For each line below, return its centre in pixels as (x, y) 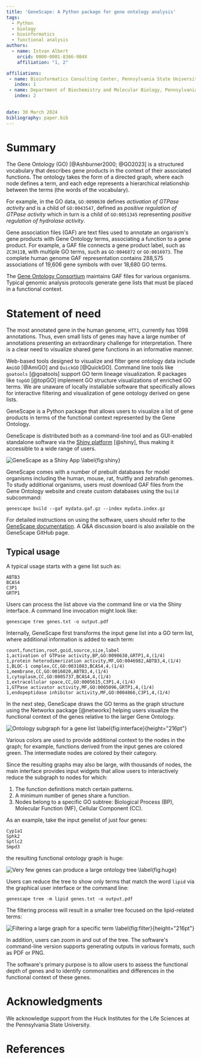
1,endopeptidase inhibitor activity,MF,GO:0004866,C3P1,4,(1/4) (88, 693)
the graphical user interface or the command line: (68, 888)
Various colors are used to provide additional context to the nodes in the (96, 740)
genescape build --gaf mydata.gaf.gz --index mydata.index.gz (86, 509)
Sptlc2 (14, 842)
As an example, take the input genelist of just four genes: (77, 820)
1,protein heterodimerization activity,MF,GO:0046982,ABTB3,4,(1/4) (94, 661)
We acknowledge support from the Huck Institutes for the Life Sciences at (98, 1019)
